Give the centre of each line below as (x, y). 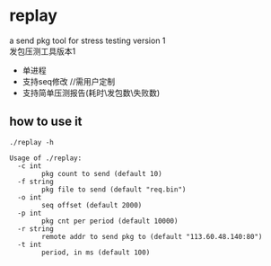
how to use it (46, 122)
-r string (35, 229)
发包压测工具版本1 (43, 51)
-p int (30, 213)
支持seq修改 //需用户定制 (68, 81)
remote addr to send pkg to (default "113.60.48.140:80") (152, 236)
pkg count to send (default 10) (102, 173)
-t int (30, 244)
